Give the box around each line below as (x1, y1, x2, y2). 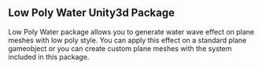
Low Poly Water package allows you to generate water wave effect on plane (8, 27, 254, 36)
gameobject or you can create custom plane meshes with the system (8, 43, 232, 53)
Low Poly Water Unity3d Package (8, 6, 175, 20)
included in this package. (8, 52, 90, 61)
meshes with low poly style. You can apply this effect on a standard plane (8, 35, 247, 45)
